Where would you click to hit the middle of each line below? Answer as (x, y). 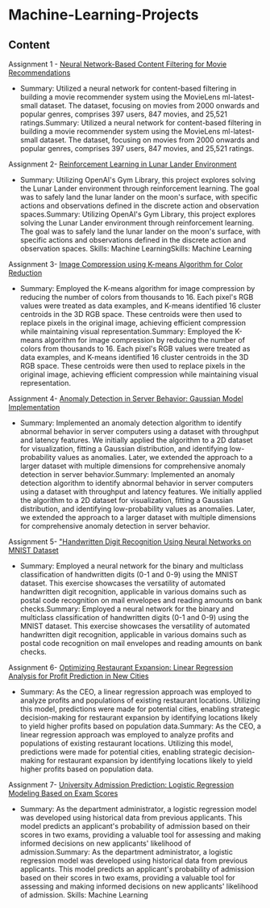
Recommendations (39, 73)
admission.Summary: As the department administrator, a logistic (127, 852)
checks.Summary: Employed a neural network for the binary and (127, 609)
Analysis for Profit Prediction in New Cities (79, 676)
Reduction (25, 273)
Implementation (34, 407)
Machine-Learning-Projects (104, 15)
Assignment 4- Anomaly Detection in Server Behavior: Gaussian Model (126, 399)
